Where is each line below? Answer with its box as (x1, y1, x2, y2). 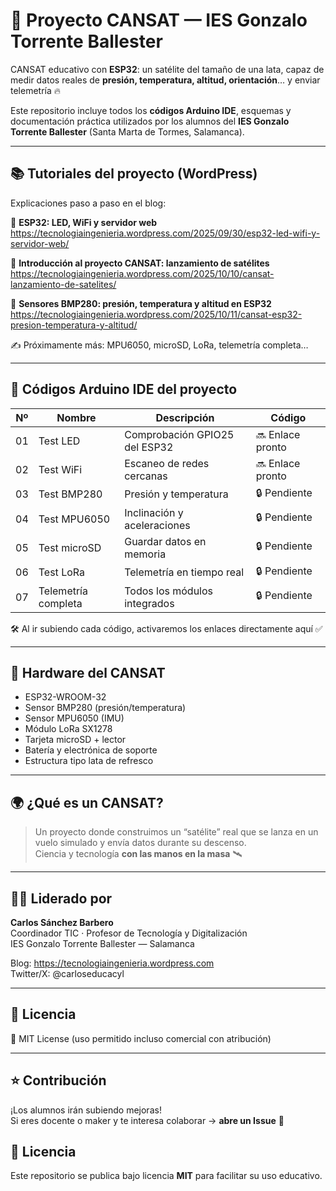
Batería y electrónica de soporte (24, 744, 158, 756)
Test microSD (38, 540, 102, 554)
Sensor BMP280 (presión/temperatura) (24, 702, 187, 714)
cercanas (124, 469, 168, 483)
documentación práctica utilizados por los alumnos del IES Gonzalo (10, 115, 290, 127)
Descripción (155, 410, 215, 424)
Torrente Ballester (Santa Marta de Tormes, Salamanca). (10, 125, 245, 138)
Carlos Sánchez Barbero (10, 917, 114, 928)
